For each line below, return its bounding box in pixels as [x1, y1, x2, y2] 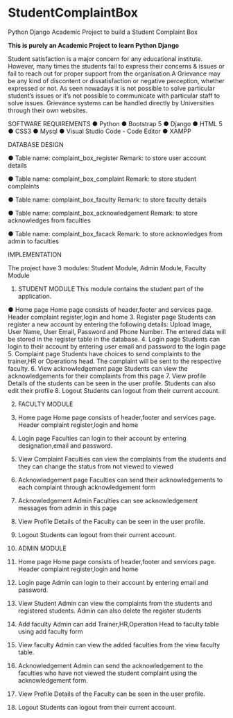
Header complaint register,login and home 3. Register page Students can [8, 313, 216, 321]
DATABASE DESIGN [8, 140, 64, 148]
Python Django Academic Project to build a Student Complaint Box [8, 28, 198, 36]
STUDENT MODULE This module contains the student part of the [17, 284, 204, 292]
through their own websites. [8, 106, 88, 114]
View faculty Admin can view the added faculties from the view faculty [17, 640, 221, 649]
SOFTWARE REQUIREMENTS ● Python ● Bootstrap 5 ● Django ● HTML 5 [8, 119, 223, 128]
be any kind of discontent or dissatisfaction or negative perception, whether [8, 76, 225, 85]
